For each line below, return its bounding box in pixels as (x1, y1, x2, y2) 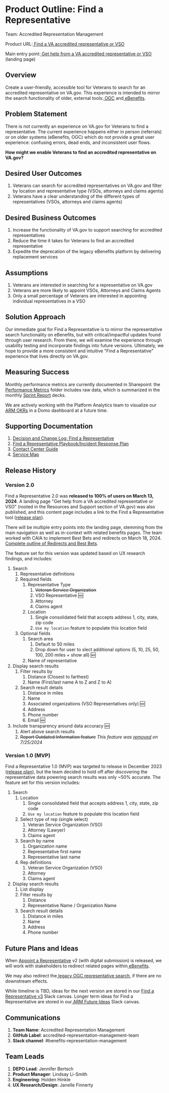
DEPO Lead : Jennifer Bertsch (12, 1066, 74, 1072)
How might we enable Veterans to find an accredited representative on (5, 149, 156, 155)
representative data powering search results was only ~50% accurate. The (5, 774, 161, 780)
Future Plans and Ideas (5, 944, 79, 953)
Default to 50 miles (35, 641, 75, 647)
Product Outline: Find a (5, 4, 104, 15)
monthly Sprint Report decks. (5, 392, 66, 398)
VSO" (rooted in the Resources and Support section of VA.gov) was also (5, 504, 155, 510)
